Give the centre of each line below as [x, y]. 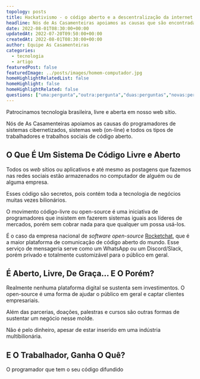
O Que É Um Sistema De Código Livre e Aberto [93, 155]
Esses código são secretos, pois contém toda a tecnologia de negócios [93, 193]
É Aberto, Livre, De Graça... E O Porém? [80, 273]
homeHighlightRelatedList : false [48, 78]
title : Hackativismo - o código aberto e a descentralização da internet [100, 17]
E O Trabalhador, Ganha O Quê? [66, 355]
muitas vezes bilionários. [37, 200]
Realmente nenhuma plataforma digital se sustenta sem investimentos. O [96, 288]
